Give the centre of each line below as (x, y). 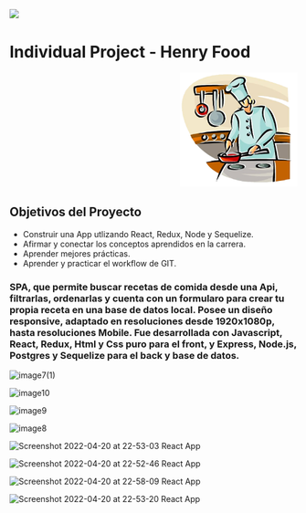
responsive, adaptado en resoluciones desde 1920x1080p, (142, 321)
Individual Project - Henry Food (130, 52)
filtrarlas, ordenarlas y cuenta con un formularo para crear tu (147, 298)
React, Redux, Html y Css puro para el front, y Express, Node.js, (153, 344)
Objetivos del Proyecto (75, 212)
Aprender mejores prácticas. (76, 253)
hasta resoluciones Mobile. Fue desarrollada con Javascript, (146, 332)
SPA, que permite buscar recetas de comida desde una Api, (144, 287)
